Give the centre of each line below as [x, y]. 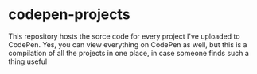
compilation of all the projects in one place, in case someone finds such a [128, 53]
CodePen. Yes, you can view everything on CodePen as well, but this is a [128, 44]
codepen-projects [69, 15]
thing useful [28, 61]
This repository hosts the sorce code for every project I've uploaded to [124, 36]
